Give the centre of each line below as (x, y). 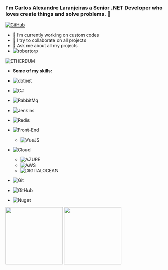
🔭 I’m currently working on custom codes (56, 35)
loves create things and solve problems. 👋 (58, 14)
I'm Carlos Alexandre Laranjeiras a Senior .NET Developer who (84, 8)
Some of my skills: (32, 71)
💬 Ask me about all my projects (45, 46)
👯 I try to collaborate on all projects (49, 40)
